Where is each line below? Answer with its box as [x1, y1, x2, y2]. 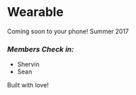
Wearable [7, 4, 64, 20]
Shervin [17, 60, 40, 69]
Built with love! [7, 81, 49, 89]
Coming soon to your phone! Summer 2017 [7, 27, 129, 35]
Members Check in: [7, 44, 75, 54]
